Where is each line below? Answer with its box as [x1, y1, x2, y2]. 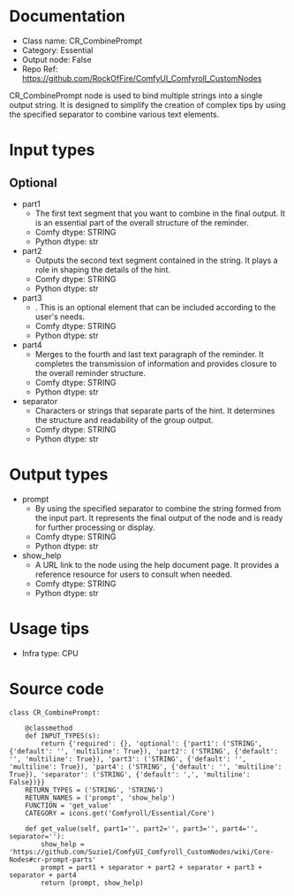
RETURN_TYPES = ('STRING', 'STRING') [25, 785, 164, 794]
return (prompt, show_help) [41, 878, 144, 887]
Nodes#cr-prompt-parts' [9, 855, 97, 864]
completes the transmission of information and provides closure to [34, 358, 277, 369]
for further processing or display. [34, 522, 156, 532]
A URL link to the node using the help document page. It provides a [34, 559, 280, 570]
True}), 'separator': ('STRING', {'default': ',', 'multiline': [9, 770, 251, 779]
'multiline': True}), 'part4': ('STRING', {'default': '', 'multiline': [9, 762, 283, 771]
